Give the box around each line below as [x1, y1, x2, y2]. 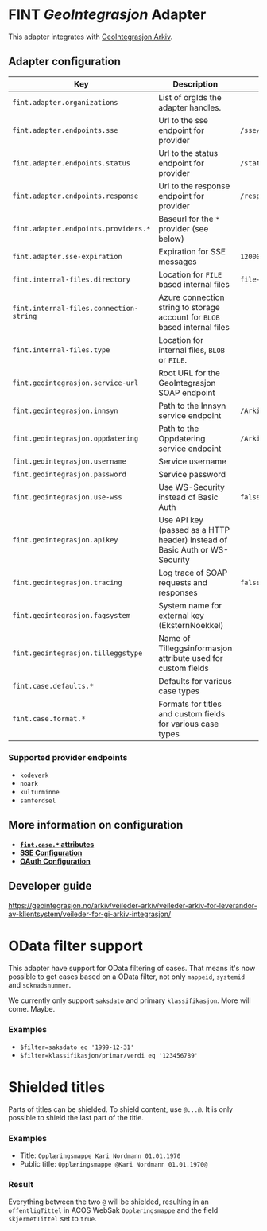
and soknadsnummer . [8, 980, 72, 989]
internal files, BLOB [158, 344, 225, 355]
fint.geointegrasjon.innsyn [12, 406, 118, 415]
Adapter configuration [8, 55, 122, 68]
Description [172, 78, 219, 89]
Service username [158, 456, 227, 467]
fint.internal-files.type [12, 345, 110, 355]
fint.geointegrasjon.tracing [12, 578, 122, 587]
